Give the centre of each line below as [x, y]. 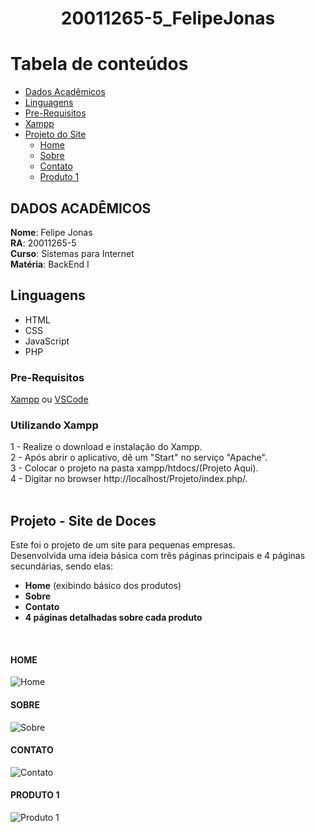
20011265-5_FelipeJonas [168, 18]
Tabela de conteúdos [99, 64]
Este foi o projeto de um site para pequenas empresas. [123, 545]
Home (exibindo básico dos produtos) [103, 586]
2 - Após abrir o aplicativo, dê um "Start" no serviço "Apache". [139, 458]
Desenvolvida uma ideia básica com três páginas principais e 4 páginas [158, 556]
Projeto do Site [55, 134]
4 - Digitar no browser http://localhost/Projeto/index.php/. [129, 479]
